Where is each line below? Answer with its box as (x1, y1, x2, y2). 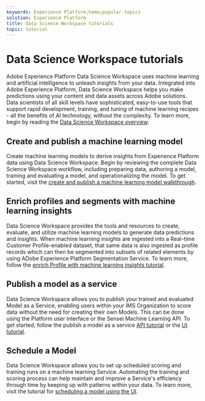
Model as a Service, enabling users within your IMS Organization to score (6, 302, 192, 309)
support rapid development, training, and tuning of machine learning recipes (6, 105, 199, 113)
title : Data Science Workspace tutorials (6, 20, 114, 26)
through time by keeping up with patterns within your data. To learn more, (6, 381, 192, 389)
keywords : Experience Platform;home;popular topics (6, 9, 141, 15)
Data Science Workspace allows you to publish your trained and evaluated (6, 295, 194, 302)
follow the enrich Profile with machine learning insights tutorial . (6, 261, 165, 269)
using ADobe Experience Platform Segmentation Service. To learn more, (6, 254, 188, 262)
